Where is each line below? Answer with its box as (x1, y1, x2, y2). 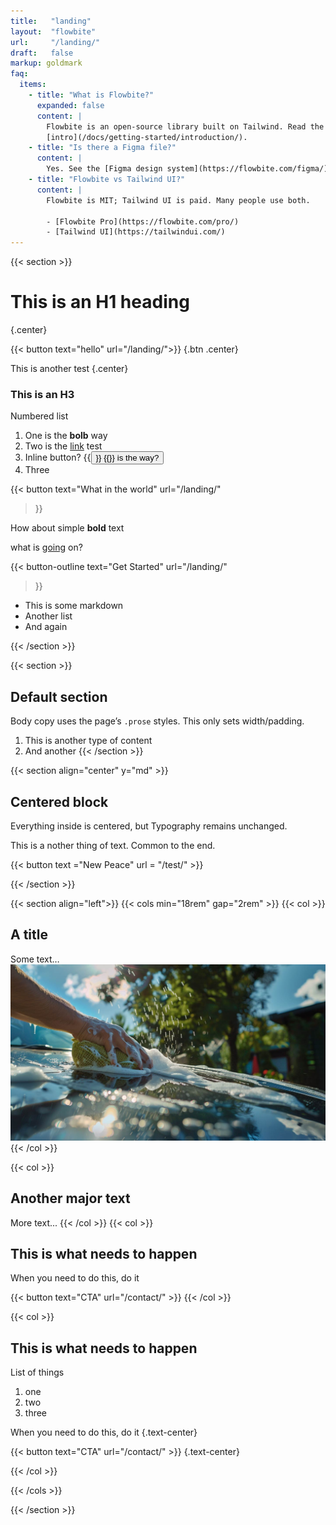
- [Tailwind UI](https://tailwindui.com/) (46, 227, 226, 237)
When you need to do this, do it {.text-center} (10, 1426, 198, 1439)
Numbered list (10, 410, 69, 422)
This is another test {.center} (10, 363, 129, 375)
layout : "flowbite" (10, 26, 97, 37)
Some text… (10, 953, 60, 965)
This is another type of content (24, 735, 153, 747)
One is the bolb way (24, 430, 108, 442)
